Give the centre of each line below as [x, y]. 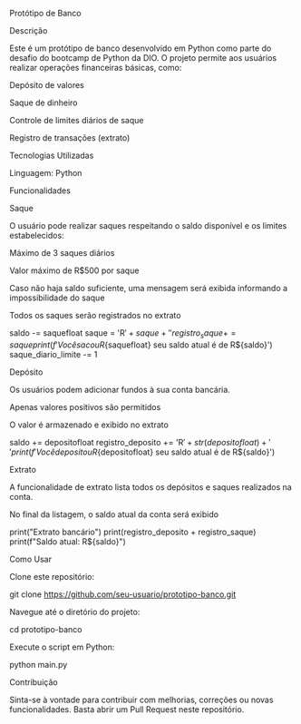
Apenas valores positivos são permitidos [85, 406]
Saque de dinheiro [44, 103]
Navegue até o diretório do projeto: [75, 611]
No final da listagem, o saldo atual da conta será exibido [114, 514]
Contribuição [34, 682]
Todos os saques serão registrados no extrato [95, 315]
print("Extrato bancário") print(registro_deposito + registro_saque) [133, 532]
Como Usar [31, 559]
